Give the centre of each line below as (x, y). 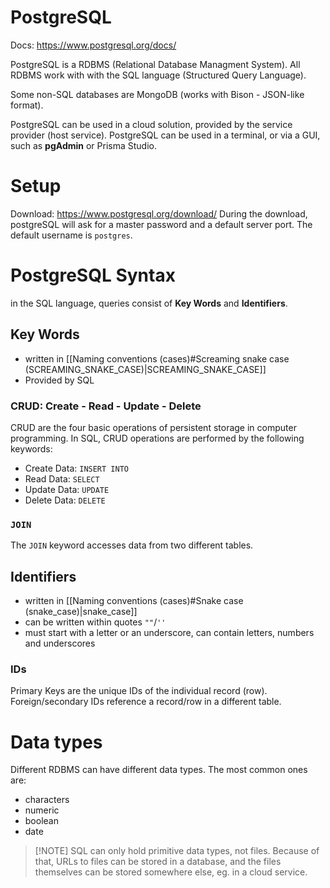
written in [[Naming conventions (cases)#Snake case (134, 601)
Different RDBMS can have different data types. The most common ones (159, 770)
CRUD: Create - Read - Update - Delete (106, 406)
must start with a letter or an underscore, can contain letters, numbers (169, 633)
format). (27, 105)
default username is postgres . (71, 235)
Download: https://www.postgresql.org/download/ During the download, (159, 213)
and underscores (60, 643)
